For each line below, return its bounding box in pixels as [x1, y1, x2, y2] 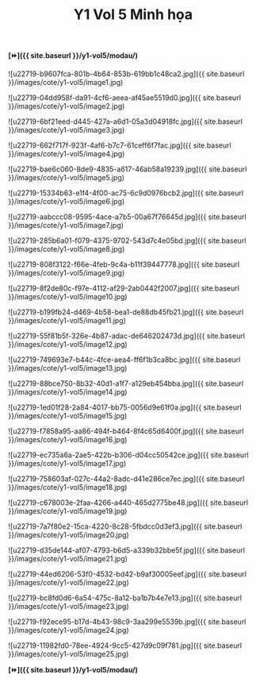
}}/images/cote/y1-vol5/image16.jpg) [8, 435, 128, 445]
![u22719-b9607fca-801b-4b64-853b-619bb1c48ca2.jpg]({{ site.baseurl [8, 69, 245, 79]
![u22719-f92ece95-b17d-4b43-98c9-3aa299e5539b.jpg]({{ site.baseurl [8, 617, 246, 626]
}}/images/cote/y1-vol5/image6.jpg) [8, 197, 125, 206]
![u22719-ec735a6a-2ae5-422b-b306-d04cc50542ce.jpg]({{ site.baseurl [8, 450, 250, 460]
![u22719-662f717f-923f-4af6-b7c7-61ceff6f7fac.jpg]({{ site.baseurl [8, 141, 231, 150]
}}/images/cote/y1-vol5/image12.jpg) [8, 340, 128, 349]
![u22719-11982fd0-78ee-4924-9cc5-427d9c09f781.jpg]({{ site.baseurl [8, 641, 243, 650]
